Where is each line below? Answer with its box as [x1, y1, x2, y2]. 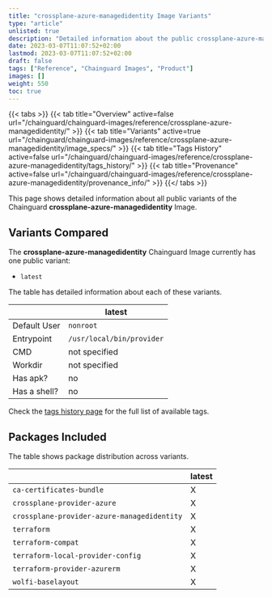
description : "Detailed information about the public [8, 34, 194, 43]
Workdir [12, 359, 43, 371]
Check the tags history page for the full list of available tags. [8, 406, 210, 417]
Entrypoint [12, 333, 53, 345]
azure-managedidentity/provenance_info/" [8, 178, 151, 188]
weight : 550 [8, 79, 49, 87]
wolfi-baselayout [12, 578, 79, 587]
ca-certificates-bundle [12, 486, 104, 494]
